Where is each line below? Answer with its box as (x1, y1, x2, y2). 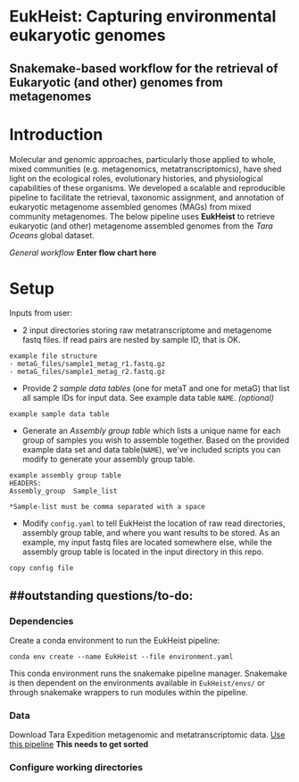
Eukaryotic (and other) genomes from (9, 74, 223, 90)
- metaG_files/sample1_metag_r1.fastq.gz (9, 360, 166, 369)
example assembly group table (9, 471, 122, 480)
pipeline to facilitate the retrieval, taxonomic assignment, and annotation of (9, 192, 284, 203)
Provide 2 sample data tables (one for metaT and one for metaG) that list (21, 383, 290, 394)
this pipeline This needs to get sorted (9, 739, 149, 750)
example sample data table (9, 410, 110, 419)
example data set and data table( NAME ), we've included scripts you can (21, 445, 281, 455)
